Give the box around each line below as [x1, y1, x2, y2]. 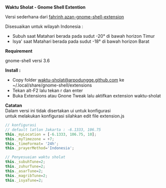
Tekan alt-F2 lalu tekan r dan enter [12, 88, 83, 94]
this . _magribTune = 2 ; [5, 173, 48, 178]
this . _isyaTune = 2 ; [5, 178, 43, 183]
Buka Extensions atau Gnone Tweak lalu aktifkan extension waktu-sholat [12, 93, 161, 98]
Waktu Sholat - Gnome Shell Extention [5, 4, 86, 10]
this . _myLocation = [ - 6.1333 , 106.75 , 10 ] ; [5, 132, 97, 137]
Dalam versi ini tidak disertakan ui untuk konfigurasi [5, 108, 111, 113]
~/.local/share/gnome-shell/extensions [12, 82, 92, 88]
